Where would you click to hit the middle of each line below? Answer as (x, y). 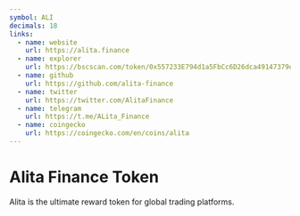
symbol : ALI (31, 17)
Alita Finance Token (84, 177)
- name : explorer (50, 59)
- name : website (47, 42)
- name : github (46, 76)
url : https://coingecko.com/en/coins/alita (108, 133)
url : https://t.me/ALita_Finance (87, 116)
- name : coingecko (52, 125)
